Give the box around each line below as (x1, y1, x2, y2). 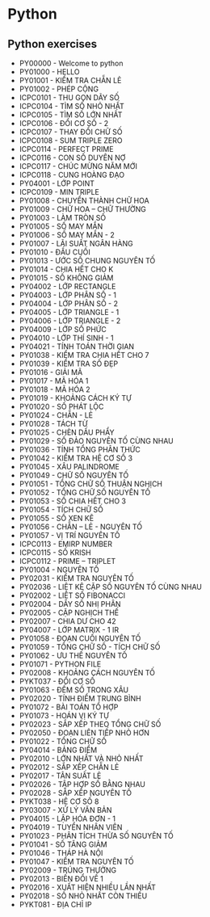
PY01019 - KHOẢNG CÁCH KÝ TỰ (19, 393, 132, 402)
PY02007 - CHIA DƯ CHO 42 (19, 616, 116, 626)
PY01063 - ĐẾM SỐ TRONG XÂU (19, 685, 129, 695)
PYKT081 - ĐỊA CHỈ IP (19, 900, 92, 909)
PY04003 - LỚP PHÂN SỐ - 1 (19, 290, 116, 300)
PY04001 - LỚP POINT (19, 179, 94, 188)
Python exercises (7, 37, 98, 51)
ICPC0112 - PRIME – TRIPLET (19, 557, 116, 566)
